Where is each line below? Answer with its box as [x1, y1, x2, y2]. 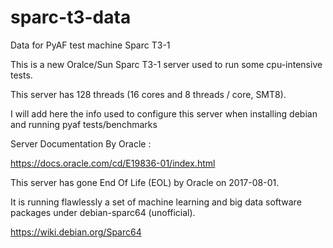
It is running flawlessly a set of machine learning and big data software [10, 196, 302, 208]
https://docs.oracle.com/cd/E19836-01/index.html [10, 157, 216, 169]
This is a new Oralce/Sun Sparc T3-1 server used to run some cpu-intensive [10, 58, 323, 70]
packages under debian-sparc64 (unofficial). [10, 206, 196, 218]
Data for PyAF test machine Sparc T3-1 [10, 39, 171, 51]
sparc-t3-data [10, 6, 132, 29]
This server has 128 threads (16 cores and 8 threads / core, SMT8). [10, 88, 287, 100]
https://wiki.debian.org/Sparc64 [10, 226, 142, 238]
